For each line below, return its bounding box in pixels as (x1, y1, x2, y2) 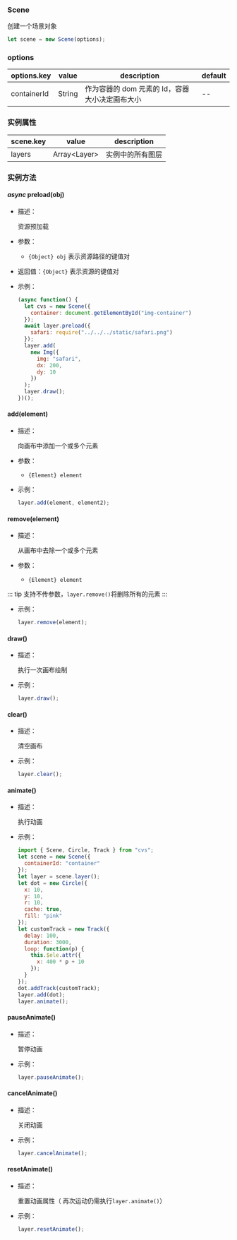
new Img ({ (30, 348, 59, 356)
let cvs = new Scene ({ (24, 302, 91, 310)
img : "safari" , (36, 355, 82, 362)
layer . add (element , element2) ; (17, 499, 110, 506)
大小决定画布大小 (84, 95, 142, 105)
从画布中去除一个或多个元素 (17, 546, 99, 555)
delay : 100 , (24, 932, 59, 939)
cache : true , (24, 906, 63, 913)
